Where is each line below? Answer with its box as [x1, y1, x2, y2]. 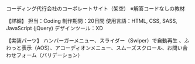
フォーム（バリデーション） [16, 52, 83, 58]
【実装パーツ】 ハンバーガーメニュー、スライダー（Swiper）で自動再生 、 [6, 37, 184, 44]
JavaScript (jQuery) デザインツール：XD [6, 25, 104, 31]
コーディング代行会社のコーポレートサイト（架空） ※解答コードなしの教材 [6, 5, 185, 12]
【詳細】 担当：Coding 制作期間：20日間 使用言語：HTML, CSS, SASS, [6, 17, 177, 24]
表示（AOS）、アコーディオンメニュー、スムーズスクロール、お [21, 44, 173, 51]
